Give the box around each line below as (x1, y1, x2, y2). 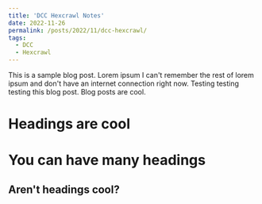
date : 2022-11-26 (8, 19, 66, 27)
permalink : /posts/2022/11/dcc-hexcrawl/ (8, 26, 148, 34)
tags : (8, 33, 26, 42)
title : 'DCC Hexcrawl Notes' (8, 11, 105, 20)
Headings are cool (8, 115, 131, 133)
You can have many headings (8, 152, 206, 169)
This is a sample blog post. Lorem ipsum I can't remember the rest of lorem (8, 71, 254, 79)
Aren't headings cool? (8, 183, 121, 196)
